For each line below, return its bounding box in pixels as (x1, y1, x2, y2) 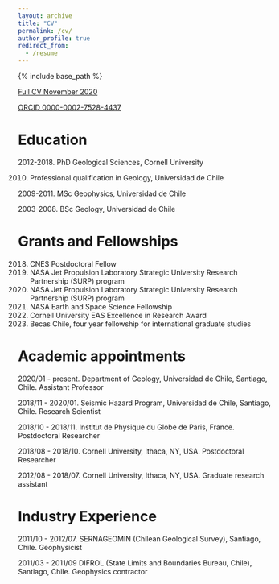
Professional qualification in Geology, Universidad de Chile (29, 172, 224, 182)
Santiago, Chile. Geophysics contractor (18, 566, 148, 576)
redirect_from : (18, 42, 69, 50)
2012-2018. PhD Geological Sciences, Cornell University (18, 157, 204, 167)
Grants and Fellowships (18, 233, 178, 251)
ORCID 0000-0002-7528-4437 (18, 102, 122, 112)
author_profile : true (18, 34, 91, 43)
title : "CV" (18, 19, 58, 27)
